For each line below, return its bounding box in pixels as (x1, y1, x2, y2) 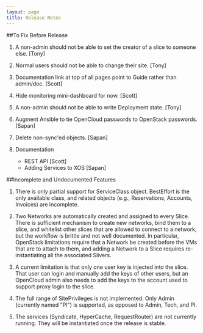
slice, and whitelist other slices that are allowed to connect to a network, (15, 225, 197, 233)
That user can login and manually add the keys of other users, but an (15, 269, 188, 277)
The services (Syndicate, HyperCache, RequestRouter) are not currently (15, 313, 197, 320)
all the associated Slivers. (48, 251, 112, 258)
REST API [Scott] (24, 157, 67, 165)
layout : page (6, 9, 40, 15)
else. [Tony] (15, 49, 46, 57)
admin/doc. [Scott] (15, 80, 63, 87)
